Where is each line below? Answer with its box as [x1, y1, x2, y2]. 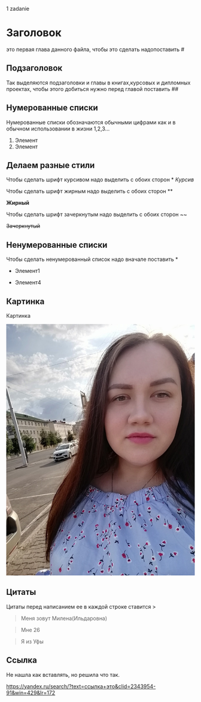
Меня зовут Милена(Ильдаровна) [20, 615, 108, 622]
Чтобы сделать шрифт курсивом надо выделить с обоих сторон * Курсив [6, 176, 194, 183]
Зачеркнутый [6, 223, 41, 230]
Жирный [6, 199, 30, 206]
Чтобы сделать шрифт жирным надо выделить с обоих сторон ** [6, 188, 173, 195]
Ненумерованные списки [6, 239, 108, 250]
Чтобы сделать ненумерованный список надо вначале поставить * [6, 256, 178, 263]
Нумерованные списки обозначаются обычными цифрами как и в [6, 118, 176, 126]
